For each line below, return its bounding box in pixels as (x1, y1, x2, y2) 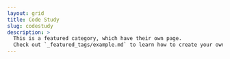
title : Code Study (7, 16, 60, 23)
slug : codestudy (7, 22, 53, 29)
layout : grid (7, 9, 44, 17)
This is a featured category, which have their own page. (13, 35, 183, 42)
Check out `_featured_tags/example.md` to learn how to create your (13, 41, 213, 48)
